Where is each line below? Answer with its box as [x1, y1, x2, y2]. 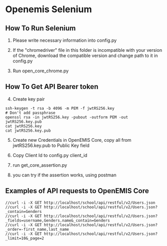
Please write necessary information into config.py [12, 37, 117, 43]
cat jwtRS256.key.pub [5, 128, 51, 133]
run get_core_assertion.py [12, 162, 68, 168]
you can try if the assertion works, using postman [12, 172, 117, 178]
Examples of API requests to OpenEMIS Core [5, 187, 149, 195]
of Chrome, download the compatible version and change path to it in [12, 52, 158, 58]
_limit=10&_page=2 [5, 235, 44, 241]
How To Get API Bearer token [5, 82, 98, 91]
